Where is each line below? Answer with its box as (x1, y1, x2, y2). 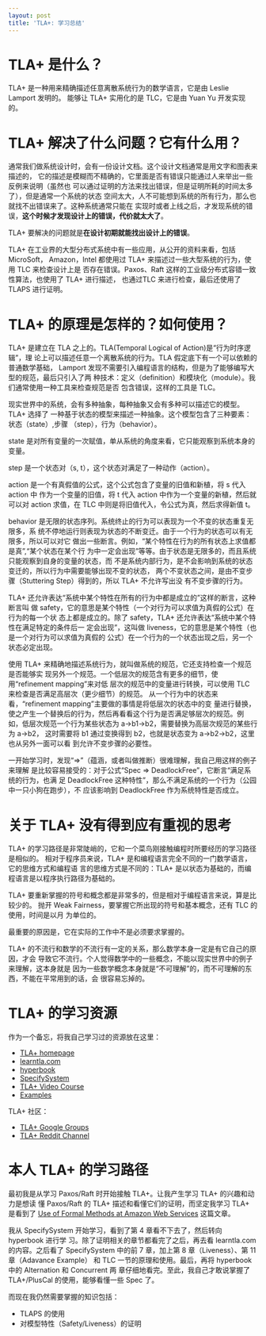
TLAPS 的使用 (19, 1309, 66, 1319)
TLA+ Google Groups (19, 1123, 89, 1132)
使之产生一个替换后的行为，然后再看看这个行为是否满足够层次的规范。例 (8, 709, 244, 719)
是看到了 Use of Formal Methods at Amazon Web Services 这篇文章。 (8, 1209, 235, 1219)
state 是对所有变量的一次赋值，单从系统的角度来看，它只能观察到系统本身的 (8, 436, 256, 446)
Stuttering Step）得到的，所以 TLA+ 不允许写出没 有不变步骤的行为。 (21, 576, 247, 585)
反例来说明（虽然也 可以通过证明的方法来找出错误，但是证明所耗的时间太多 (8, 182, 253, 191)
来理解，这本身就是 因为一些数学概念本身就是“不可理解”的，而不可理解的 (8, 964, 245, 973)
